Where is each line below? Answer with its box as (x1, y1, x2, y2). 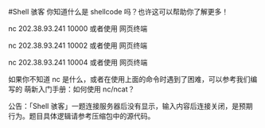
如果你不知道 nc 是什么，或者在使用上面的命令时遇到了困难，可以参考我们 (8, 75, 251, 83)
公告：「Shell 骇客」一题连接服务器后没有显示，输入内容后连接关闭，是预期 (8, 102, 253, 111)
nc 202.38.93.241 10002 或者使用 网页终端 (8, 41, 148, 50)
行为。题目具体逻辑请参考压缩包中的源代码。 (8, 111, 155, 121)
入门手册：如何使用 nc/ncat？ (37, 84, 135, 94)
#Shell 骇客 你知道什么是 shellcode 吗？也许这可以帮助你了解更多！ (8, 7, 229, 16)
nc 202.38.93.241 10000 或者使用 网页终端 (8, 24, 148, 33)
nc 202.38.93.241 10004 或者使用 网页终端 (8, 58, 148, 67)
